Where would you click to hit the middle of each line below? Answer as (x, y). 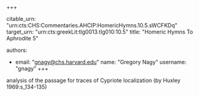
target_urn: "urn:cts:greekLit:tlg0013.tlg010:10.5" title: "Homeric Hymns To (100, 32)
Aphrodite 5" (22, 38)
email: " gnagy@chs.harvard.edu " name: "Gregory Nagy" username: (101, 62)
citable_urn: (21, 19)
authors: (17, 50)
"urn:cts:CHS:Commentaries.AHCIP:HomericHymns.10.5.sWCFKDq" (92, 25)
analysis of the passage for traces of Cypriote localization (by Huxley (93, 80)
